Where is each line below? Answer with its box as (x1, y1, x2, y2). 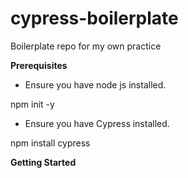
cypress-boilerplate (10, 7, 179, 30)
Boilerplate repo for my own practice (10, 40, 162, 52)
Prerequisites (10, 59, 68, 71)
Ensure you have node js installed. (24, 78, 167, 91)
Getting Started (10, 156, 77, 168)
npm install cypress (10, 137, 91, 149)
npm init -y (10, 98, 55, 110)
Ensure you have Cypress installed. (24, 117, 170, 129)
